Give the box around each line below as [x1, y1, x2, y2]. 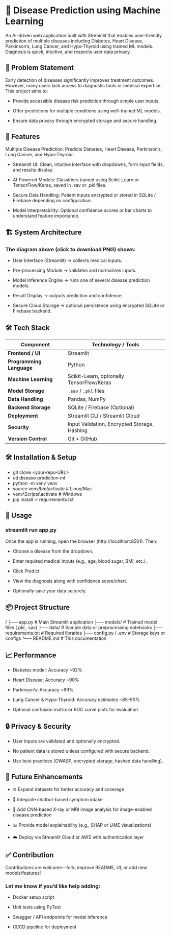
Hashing [68, 427, 88, 434]
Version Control [8, 435, 47, 442]
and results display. [12, 166, 53, 173]
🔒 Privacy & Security [5, 722, 71, 731]
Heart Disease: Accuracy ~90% [12, 677, 80, 683]
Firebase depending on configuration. [12, 197, 92, 203]
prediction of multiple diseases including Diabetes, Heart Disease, [5, 38, 144, 44]
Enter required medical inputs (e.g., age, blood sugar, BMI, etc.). [12, 558, 147, 564]
